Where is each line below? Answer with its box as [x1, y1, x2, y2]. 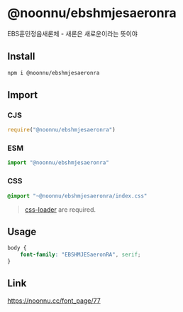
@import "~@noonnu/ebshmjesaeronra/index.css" [7, 192, 148, 200]
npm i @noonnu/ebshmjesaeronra [7, 69, 100, 76]
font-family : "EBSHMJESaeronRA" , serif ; [20, 251, 141, 259]
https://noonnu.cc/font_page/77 [7, 296, 101, 305]
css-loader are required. [24, 205, 96, 214]
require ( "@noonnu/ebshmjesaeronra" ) [7, 127, 116, 134]
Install [7, 50, 35, 63]
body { [7, 244, 27, 252]
